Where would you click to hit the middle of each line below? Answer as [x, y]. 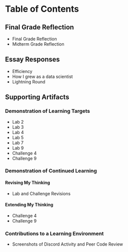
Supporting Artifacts [37, 97]
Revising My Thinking [28, 183]
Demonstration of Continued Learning [51, 171]
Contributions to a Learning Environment [54, 233]
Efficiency [22, 71]
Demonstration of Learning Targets [48, 111]
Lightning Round [29, 81]
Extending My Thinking [29, 205]
